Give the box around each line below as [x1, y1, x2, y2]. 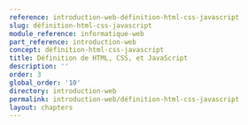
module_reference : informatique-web [9, 29, 144, 38]
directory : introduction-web [9, 86, 117, 95]
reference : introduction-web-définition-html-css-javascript [9, 12, 240, 22]
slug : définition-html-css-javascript [9, 21, 152, 30]
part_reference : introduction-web [9, 37, 137, 47]
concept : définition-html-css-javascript [9, 46, 165, 55]
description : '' [9, 62, 69, 71]
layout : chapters [9, 103, 74, 112]
